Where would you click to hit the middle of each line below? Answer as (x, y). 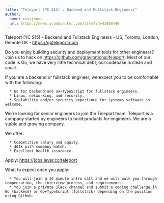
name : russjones (26, 19)
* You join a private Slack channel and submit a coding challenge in (83, 187)
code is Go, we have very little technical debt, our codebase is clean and (79, 62)
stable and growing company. (35, 124)
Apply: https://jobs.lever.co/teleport (41, 160)
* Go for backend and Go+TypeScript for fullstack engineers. (74, 91)
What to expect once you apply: (37, 170)
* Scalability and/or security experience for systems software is (80, 100)
